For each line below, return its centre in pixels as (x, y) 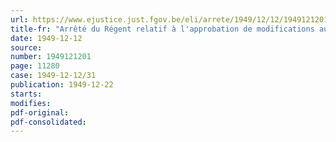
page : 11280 (35, 66)
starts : (26, 94)
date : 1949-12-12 (46, 38)
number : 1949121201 (51, 57)
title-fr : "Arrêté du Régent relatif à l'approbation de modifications (162, 29)
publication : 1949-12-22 (62, 85)
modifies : (31, 103)
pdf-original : (40, 112)
